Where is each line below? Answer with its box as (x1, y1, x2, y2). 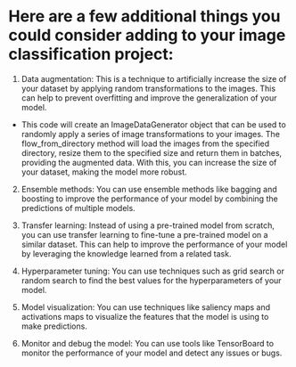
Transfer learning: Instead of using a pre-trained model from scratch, (21, 220, 275, 231)
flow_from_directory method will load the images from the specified (21, 138, 270, 149)
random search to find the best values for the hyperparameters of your (21, 274, 282, 286)
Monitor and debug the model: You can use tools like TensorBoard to (21, 338, 274, 348)
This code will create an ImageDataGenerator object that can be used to (21, 118, 286, 130)
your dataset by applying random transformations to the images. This (21, 83, 276, 94)
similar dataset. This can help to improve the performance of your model (21, 239, 288, 249)
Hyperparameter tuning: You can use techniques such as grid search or (21, 265, 284, 276)
